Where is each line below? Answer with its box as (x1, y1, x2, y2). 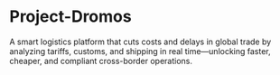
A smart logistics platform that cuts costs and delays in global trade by (9, 36, 272, 47)
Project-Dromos (9, 6, 133, 27)
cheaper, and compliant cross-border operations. (9, 55, 192, 66)
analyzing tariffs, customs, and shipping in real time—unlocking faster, (9, 45, 271, 56)
